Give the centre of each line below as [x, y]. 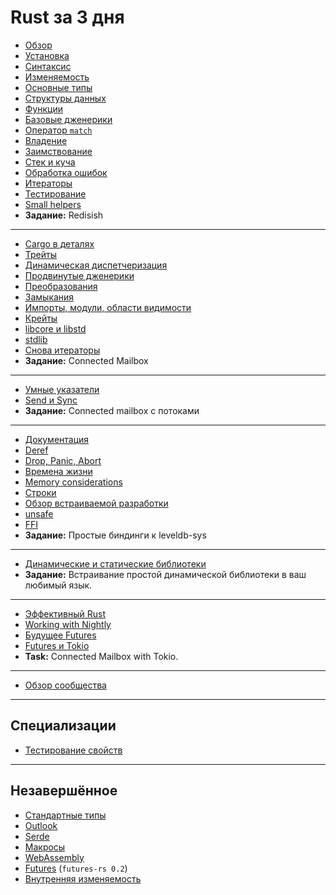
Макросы [45, 847]
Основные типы [58, 87]
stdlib [36, 339]
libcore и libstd [55, 328]
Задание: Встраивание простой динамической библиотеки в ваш [165, 574]
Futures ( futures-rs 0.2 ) [76, 868]
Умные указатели [62, 389]
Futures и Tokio [57, 645]
